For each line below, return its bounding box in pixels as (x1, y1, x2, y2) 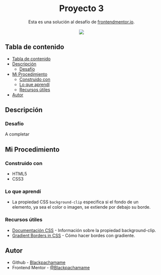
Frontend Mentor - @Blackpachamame (12, 264, 90, 270)
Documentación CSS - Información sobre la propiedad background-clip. (12, 227, 156, 233)
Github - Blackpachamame (12, 260, 66, 265)
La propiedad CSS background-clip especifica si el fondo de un (12, 199, 139, 205)
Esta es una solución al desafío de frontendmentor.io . (28, 19, 135, 25)
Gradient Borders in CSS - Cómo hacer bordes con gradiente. (12, 232, 135, 238)
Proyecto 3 (59, 3, 104, 14)
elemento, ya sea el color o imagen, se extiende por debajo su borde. (12, 204, 151, 210)
